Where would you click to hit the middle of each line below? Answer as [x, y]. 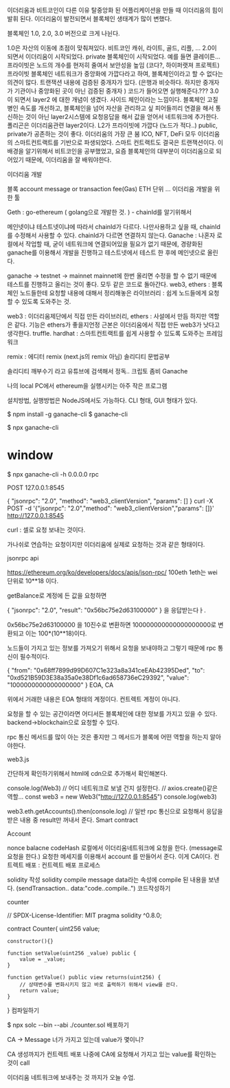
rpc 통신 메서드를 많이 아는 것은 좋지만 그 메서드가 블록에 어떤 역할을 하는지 [108, 737]
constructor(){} [30, 941]
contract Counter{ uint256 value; [54, 928]
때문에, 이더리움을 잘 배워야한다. [68, 160]
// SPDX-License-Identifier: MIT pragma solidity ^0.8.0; [85, 915]
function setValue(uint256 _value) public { [72, 953]
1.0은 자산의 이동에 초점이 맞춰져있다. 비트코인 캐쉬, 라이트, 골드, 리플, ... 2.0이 [112, 48]
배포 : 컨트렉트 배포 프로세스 [63, 864]
